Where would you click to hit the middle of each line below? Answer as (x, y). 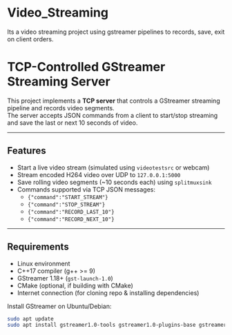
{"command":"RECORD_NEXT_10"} (71, 219)
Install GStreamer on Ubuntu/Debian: (59, 306)
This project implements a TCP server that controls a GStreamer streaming (114, 101)
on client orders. (30, 39)
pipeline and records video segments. (61, 108)
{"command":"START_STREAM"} (68, 197)
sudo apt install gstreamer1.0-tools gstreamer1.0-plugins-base (101, 325)
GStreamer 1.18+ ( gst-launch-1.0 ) (65, 278)
